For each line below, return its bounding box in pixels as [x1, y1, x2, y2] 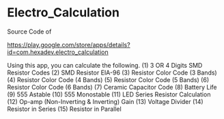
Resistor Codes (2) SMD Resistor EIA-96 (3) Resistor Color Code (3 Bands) [7, 68, 217, 77]
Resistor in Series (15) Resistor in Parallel [7, 105, 122, 113]
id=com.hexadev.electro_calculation [7, 48, 109, 56]
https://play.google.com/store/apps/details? [7, 40, 131, 49]
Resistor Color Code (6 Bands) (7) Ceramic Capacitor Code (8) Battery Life [7, 83, 217, 91]
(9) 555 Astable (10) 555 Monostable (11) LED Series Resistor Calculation [7, 90, 211, 98]
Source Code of [7, 27, 52, 36]
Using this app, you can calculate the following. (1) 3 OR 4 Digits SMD [7, 61, 203, 69]
